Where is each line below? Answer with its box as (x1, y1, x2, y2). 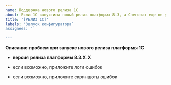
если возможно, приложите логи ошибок (12, 64, 103, 70)
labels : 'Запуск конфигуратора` (5, 21, 74, 27)
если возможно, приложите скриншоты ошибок (12, 74, 118, 80)
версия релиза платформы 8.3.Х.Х (12, 54, 91, 61)
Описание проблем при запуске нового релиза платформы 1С (5, 45, 145, 51)
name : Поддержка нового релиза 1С (5, 7, 79, 13)
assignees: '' (5, 26, 36, 31)
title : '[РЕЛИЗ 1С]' (5, 17, 49, 22)
